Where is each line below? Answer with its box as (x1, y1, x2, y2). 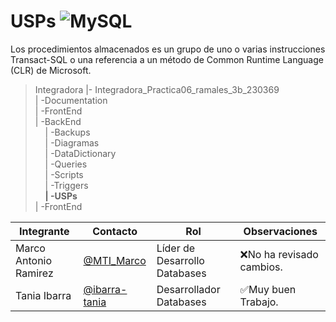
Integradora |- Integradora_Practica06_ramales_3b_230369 (34, 83, 280, 95)
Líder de (156, 241, 196, 255)
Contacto (92, 224, 138, 238)
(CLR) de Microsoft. (10, 64, 92, 76)
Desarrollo (156, 253, 205, 267)
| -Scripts (44, 168, 84, 180)
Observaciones (243, 224, 318, 238)
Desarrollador (156, 282, 221, 296)
